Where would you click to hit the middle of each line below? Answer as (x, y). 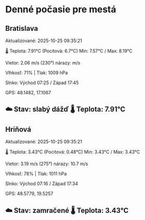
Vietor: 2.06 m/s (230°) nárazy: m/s (43, 63)
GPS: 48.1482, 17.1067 (28, 93)
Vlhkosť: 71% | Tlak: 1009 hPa (37, 73)
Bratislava (22, 28)
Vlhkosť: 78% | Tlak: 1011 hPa (36, 174)
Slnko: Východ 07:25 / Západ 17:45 (42, 83)
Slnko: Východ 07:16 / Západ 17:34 (42, 184)
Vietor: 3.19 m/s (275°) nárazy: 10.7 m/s (47, 164)
